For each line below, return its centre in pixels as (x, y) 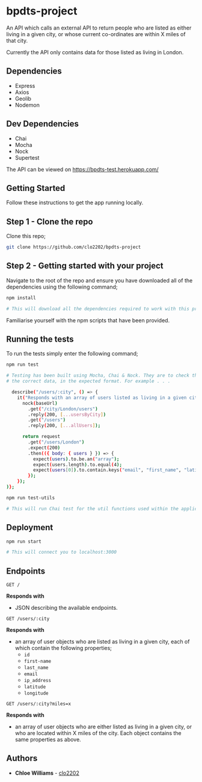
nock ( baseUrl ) (40, 403)
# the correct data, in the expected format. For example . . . (88, 381)
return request (41, 437)
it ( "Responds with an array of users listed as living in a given (102, 398)
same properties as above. (48, 740)
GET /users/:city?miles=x (38, 704)
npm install (21, 298)
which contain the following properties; (63, 648)
